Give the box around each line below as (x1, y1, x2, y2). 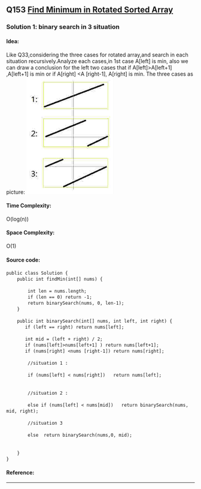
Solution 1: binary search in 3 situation (6, 23, 120, 31)
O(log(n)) (6, 215, 29, 223)
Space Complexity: (6, 229, 55, 236)
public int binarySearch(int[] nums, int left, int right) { (17, 318, 172, 325)
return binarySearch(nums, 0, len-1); (28, 300, 124, 307)
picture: (6, 188, 26, 196)
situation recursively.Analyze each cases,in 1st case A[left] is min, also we (6, 57, 188, 65)
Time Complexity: (6, 202, 52, 209)
